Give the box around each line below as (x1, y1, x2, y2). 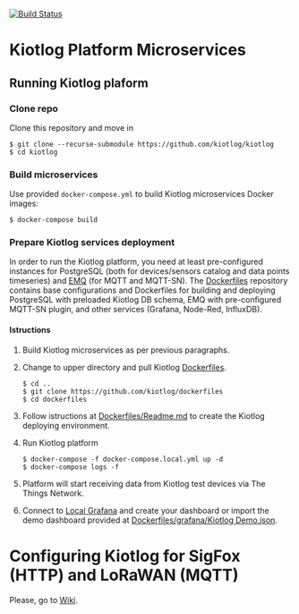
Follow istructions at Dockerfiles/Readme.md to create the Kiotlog (21, 410, 266, 421)
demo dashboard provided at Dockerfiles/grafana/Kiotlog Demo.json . (21, 515, 278, 525)
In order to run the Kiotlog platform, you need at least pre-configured (9, 256, 264, 268)
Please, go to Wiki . (9, 594, 79, 605)
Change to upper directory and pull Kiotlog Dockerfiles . (21, 362, 226, 372)
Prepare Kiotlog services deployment (9, 236, 175, 249)
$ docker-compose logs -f (21, 462, 119, 472)
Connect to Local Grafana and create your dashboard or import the (21, 505, 270, 516)
